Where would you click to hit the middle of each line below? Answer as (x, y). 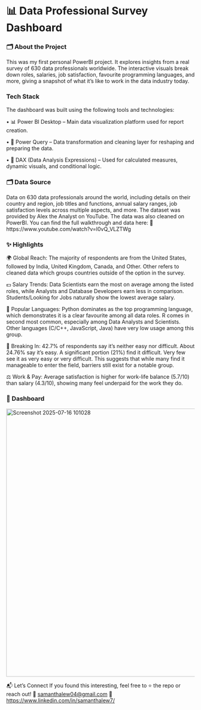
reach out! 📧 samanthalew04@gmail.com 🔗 (59, 694)
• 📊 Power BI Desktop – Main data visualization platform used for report (95, 121)
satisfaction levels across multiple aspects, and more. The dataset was (93, 210)
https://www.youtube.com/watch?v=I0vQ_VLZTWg (69, 229)
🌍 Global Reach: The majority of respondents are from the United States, (96, 258)
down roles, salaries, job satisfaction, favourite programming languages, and (100, 75)
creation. (17, 130)
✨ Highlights (25, 244)
